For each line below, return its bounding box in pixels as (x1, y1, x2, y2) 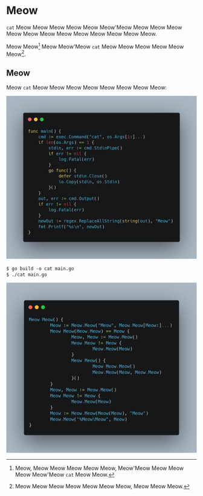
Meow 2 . (6, 49, 26, 57)
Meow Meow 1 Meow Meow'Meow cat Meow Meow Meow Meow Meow (6, 42, 184, 50)
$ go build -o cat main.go (6, 266, 74, 272)
